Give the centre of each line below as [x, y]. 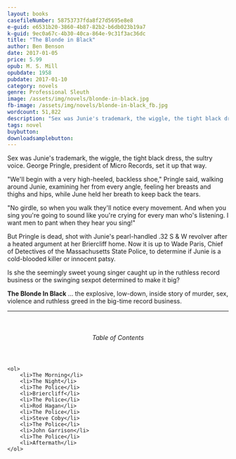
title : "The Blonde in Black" [52, 40]
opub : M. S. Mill [33, 66]
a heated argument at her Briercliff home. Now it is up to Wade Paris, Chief [115, 244]
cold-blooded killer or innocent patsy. [61, 259]
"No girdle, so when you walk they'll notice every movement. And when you [117, 208]
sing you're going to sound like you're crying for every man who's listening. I [118, 215]
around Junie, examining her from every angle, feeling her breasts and [109, 187]
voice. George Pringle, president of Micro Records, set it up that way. [107, 165]
